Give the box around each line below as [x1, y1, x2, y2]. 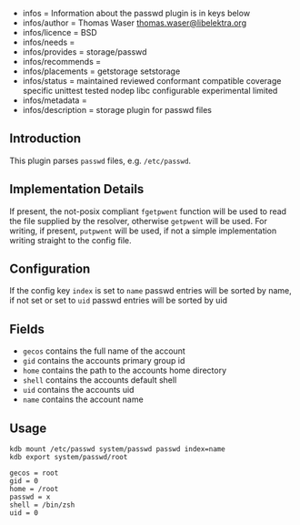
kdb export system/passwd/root [9, 453, 128, 462]
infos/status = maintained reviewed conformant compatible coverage [22, 76, 282, 86]
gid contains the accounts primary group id [22, 355, 185, 366]
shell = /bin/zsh [9, 500, 75, 510]
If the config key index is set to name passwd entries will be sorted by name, [9, 285, 293, 296]
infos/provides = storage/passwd [22, 46, 147, 57]
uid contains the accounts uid [22, 385, 135, 396]
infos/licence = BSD [22, 27, 97, 37]
